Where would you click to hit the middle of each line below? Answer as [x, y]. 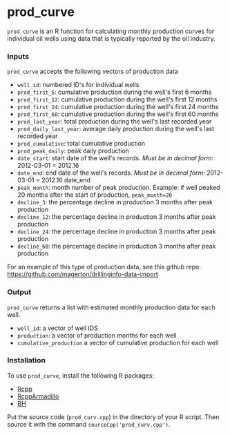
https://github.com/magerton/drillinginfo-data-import [83, 274]
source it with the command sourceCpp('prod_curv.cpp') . [89, 424]
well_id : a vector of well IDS [57, 328]
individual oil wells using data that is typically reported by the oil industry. [111, 38]
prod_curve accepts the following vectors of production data [93, 71]
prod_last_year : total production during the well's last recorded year [114, 122]
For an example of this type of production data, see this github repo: [104, 267]
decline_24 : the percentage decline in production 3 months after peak [116, 231]
